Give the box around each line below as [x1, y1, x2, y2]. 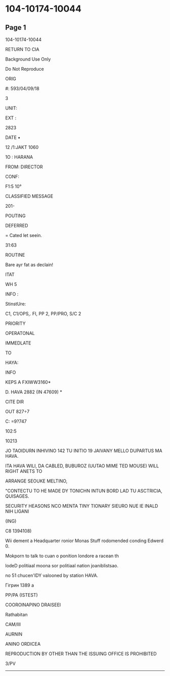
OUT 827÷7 [5, 409, 30, 414]
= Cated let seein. [5, 232, 42, 238]
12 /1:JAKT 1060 [5, 144, 39, 150]
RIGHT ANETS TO [5, 468, 42, 474]
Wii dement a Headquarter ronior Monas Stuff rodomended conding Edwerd [5, 538, 163, 544]
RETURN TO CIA [5, 46, 39, 52]
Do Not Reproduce [5, 66, 44, 72]
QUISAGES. [5, 493, 29, 499]
